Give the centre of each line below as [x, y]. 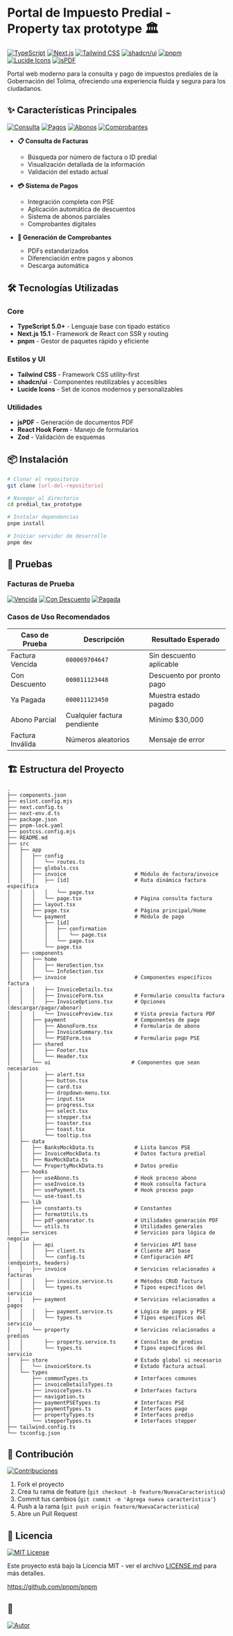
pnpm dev [20, 542]
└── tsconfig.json [34, 1433]
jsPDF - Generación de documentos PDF [75, 422]
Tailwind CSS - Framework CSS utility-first [78, 374]
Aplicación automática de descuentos [81, 209]
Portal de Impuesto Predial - [89, 13]
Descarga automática [58, 265]
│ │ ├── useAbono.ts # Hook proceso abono [102, 1178]
